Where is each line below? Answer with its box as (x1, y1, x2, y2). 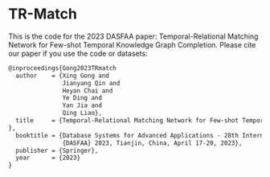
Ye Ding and (62, 94, 103, 102)
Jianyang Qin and (62, 79, 121, 87)
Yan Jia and (62, 101, 103, 109)
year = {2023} (15, 154, 81, 162)
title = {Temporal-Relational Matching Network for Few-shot (15, 117, 239, 125)
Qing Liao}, (62, 109, 103, 117)
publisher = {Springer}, (15, 146, 99, 154)
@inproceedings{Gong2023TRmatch (8, 64, 117, 72)
